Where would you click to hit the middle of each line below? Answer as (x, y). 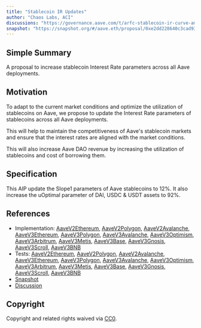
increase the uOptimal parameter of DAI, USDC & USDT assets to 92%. (93, 195)
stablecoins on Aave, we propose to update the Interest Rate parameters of (99, 113)
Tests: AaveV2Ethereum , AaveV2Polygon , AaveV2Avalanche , (90, 253)
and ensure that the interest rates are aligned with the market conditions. (96, 137)
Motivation (27, 92)
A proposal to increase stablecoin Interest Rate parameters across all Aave (98, 67)
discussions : (22, 23)
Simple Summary (39, 52)
